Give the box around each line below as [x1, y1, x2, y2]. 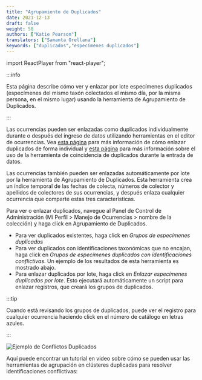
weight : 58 [6, 25, 34, 32]
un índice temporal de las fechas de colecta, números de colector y [6, 182, 174, 190]
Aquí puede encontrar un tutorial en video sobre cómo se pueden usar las [6, 355, 191, 362]
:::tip [6, 295, 18, 302]
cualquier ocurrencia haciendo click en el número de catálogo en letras [6, 313, 184, 320]
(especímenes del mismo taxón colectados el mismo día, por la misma [6, 89, 181, 96]
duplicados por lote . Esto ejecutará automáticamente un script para [15, 276, 183, 284]
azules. [6, 319, 24, 327]
